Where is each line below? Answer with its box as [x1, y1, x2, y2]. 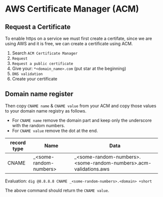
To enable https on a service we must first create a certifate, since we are [5, 35, 152, 41]
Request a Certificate [5, 23, 71, 31]
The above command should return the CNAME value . [5, 187, 109, 193]
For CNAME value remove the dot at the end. [12, 128, 98, 133]
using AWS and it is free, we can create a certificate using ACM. [5, 41, 133, 47]
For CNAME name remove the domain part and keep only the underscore [12, 117, 152, 123]
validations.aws [74, 165, 110, 172]
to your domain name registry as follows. [5, 108, 87, 114]
